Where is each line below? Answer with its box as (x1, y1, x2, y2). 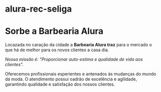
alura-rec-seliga (5, 3, 72, 15)
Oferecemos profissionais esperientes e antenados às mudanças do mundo (5, 71, 157, 77)
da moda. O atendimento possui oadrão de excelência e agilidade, (5, 76, 137, 82)
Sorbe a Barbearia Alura (5, 26, 103, 37)
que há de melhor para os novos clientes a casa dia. (5, 47, 109, 53)
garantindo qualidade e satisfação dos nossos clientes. (5, 81, 115, 87)
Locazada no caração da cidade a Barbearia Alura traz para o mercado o (5, 42, 152, 48)
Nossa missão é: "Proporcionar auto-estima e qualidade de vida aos (5, 56, 143, 62)
